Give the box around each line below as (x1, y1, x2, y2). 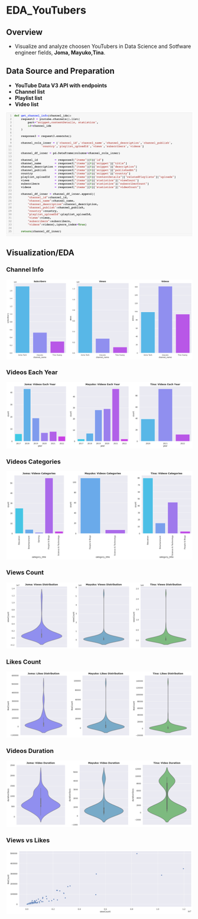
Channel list (14, 88, 46, 95)
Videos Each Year (6, 368, 58, 376)
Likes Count (6, 657, 41, 665)
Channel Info (6, 265, 44, 274)
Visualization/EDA (6, 248, 75, 258)
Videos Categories (6, 457, 61, 466)
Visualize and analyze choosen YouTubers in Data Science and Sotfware (14, 43, 191, 50)
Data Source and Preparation (6, 66, 115, 76)
